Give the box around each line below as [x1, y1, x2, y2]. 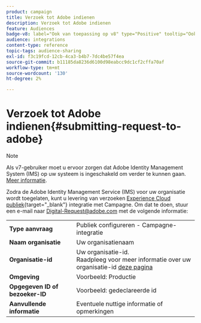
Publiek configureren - [76, 221, 141, 229]
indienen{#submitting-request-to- [6, 119, 181, 133]
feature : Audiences [6, 25, 55, 32]
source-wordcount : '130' [6, 70, 68, 76]
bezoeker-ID [9, 290, 47, 298]
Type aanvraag [9, 225, 53, 233]
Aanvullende [9, 300, 47, 308]
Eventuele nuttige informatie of [76, 300, 163, 308]
